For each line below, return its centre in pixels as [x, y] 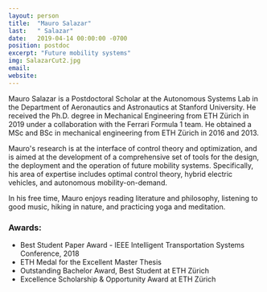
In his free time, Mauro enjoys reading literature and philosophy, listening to [133, 198]
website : [23, 76]
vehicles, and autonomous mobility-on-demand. [88, 183]
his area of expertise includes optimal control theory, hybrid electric [121, 174]
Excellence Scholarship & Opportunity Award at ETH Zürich [118, 279]
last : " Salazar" [41, 31]
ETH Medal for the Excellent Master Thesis [91, 261]
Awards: [25, 228]
